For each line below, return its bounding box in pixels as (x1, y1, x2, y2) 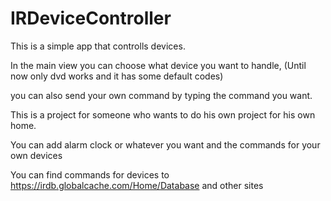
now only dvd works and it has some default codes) (10, 70, 224, 82)
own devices (10, 149, 63, 161)
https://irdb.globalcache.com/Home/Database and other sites (10, 179, 264, 191)
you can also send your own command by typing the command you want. (10, 89, 313, 101)
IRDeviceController (10, 7, 172, 30)
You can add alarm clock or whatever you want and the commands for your (10, 138, 321, 151)
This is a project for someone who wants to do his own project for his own (10, 108, 316, 121)
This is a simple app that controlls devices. (10, 40, 186, 52)
